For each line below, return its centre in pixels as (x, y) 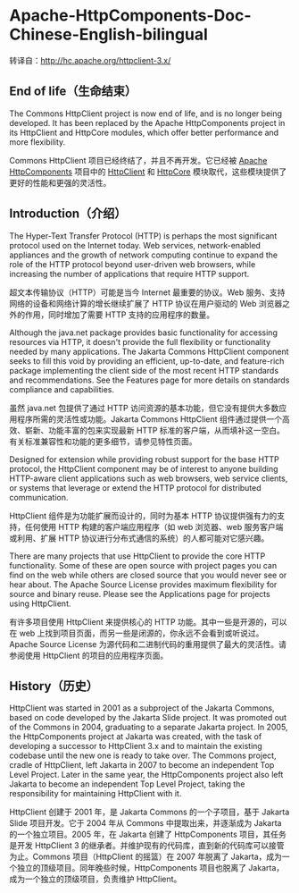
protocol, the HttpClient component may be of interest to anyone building (144, 468)
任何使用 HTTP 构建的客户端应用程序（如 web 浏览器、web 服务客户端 (154, 527)
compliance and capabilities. (62, 389)
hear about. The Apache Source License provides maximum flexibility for (143, 584)
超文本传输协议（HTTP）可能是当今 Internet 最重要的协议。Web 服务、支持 (147, 292)
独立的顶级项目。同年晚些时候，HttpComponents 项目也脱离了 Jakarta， (150, 868)
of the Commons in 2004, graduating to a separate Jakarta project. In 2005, (149, 727)
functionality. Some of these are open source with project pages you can (143, 565)
